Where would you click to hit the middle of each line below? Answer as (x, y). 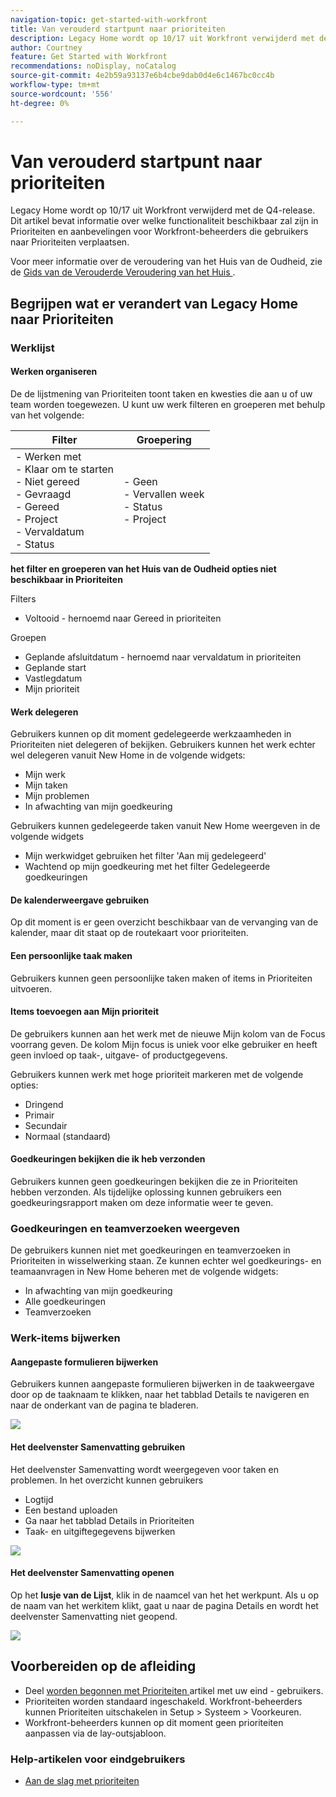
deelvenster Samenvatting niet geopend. (94, 1616)
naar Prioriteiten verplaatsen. (70, 242)
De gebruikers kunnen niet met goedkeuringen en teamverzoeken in (150, 1250)
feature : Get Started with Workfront (89, 57)
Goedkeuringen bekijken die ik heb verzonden (108, 1159)
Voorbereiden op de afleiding (103, 1666)
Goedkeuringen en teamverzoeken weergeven (125, 1228)
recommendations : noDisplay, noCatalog (93, 66)
